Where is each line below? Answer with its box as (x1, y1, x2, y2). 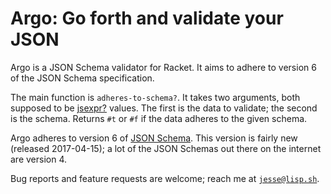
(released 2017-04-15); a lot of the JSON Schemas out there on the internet (10, 142, 322, 154)
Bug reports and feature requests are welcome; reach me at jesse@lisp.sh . (10, 172, 320, 184)
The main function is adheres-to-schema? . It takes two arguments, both (10, 91, 301, 103)
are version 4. (10, 153, 68, 165)
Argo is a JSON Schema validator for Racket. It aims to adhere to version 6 (10, 61, 317, 73)
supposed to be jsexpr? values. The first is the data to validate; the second (10, 102, 318, 114)
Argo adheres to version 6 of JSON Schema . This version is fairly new (10, 132, 298, 144)
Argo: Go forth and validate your (10, 7, 284, 30)
